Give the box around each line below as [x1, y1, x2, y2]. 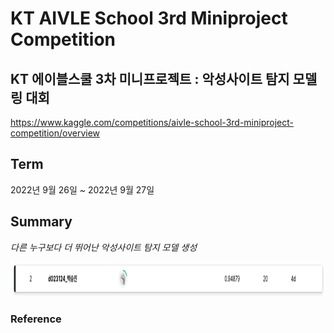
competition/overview [10, 127, 101, 139]
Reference [10, 312, 62, 326]
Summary [10, 213, 73, 231]
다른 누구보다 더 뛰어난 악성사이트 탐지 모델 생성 [10, 241, 198, 253]
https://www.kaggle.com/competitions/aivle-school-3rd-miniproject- [10, 117, 294, 128]
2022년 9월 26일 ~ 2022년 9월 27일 [10, 183, 155, 196]
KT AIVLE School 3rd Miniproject [10, 7, 288, 30]
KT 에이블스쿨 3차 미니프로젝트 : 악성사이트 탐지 [10, 70, 290, 87]
